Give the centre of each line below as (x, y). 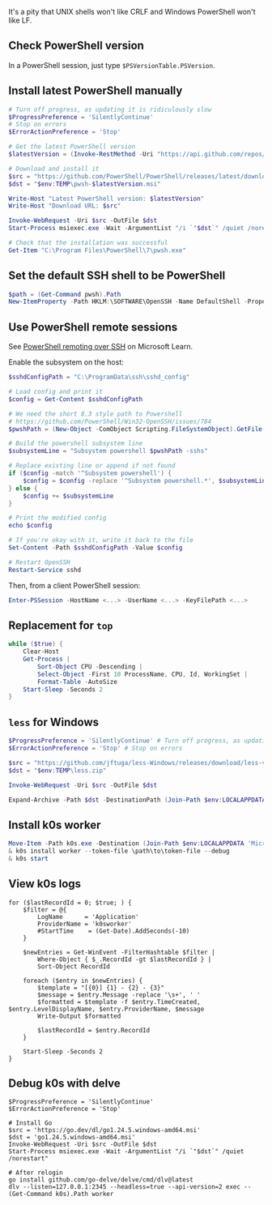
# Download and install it (54, 169)
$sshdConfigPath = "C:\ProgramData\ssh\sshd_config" (99, 377)
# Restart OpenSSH (39, 562)
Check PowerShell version (76, 46)
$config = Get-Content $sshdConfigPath (76, 399)
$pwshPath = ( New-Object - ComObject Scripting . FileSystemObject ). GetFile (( (139, 429)
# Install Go (30, 1123)
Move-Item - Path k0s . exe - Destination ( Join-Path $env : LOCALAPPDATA (126, 844)
